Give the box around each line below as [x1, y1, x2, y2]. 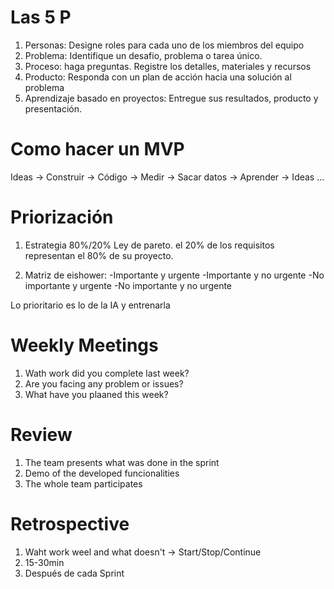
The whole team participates [24, 477, 143, 490]
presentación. [24, 102, 82, 115]
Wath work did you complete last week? [24, 367, 190, 379]
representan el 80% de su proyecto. [24, 249, 174, 261]
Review [10, 423, 73, 446]
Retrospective [10, 512, 130, 535]
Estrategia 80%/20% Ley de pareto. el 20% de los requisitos [24, 239, 275, 251]
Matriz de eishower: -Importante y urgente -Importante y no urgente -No [24, 269, 325, 281]
